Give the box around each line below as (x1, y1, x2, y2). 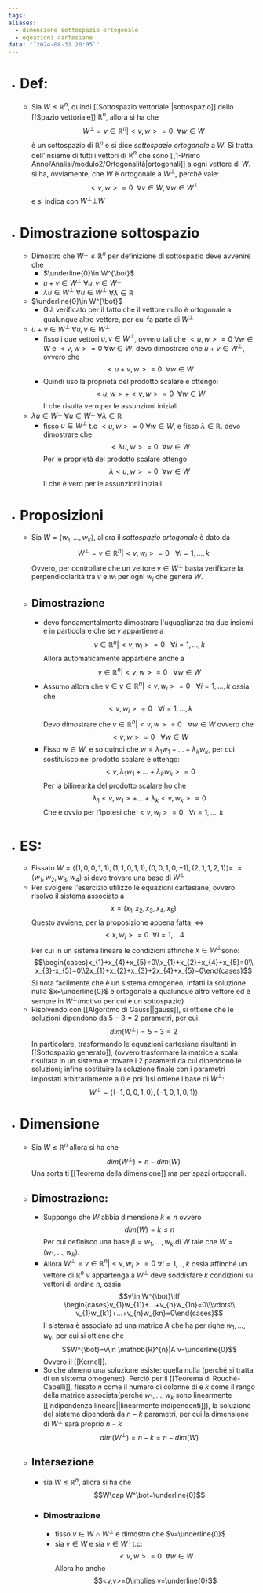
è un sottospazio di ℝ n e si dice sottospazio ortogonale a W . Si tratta (31, 139, 254, 150)
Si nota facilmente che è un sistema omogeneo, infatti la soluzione (31, 978, 246, 988)
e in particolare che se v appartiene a (42, 626, 164, 635)
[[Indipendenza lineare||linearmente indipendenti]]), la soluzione (42, 1401, 251, 1410)
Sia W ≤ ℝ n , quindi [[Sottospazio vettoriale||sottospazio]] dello (31, 101, 234, 111)
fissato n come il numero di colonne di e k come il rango (74, 1382, 255, 1392)
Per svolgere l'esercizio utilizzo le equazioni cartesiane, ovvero (31, 883, 236, 893)
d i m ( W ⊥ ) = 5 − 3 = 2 (109, 1026, 178, 1036)
